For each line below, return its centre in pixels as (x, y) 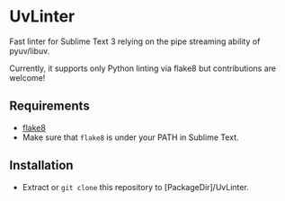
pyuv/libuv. (30, 50)
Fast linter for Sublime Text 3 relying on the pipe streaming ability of (135, 41)
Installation (41, 166)
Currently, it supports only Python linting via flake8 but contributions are (143, 68)
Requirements (49, 106)
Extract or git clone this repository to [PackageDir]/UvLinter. (135, 187)
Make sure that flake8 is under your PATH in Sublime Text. (131, 137)
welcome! (27, 77)
